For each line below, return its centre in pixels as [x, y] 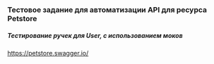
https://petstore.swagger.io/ [48, 53]
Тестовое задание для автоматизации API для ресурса [107, 10]
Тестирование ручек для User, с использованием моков [95, 35]
